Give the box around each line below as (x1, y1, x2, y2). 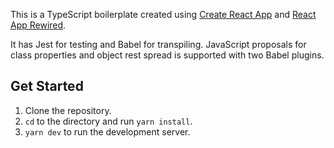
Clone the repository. (24, 104, 112, 116)
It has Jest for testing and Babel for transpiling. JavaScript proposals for (10, 39, 307, 50)
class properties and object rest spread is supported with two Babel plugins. (10, 49, 325, 61)
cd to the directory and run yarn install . (24, 115, 193, 127)
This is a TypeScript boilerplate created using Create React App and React (10, 9, 317, 20)
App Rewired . (10, 19, 67, 31)
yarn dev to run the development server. (24, 125, 191, 138)
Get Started (10, 78, 84, 95)
